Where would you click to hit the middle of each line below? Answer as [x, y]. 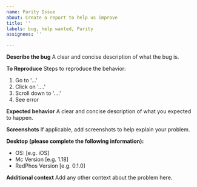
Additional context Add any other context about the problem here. [89, 178]
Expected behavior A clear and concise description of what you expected [99, 111]
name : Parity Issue [31, 12]
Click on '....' [30, 87]
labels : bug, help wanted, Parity [50, 29]
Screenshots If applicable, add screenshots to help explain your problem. [98, 130]
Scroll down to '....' [38, 93]
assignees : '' [24, 34]
